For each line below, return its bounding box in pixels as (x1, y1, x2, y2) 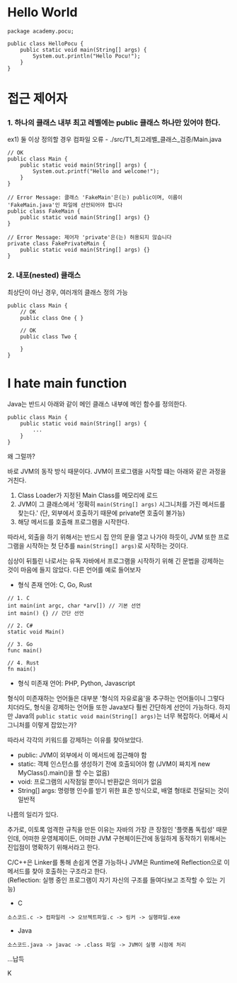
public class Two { (20, 333, 78, 340)
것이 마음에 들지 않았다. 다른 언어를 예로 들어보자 (7, 565, 141, 574)
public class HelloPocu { (7, 40, 83, 47)
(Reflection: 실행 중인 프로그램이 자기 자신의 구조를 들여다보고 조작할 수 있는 (7, 875, 218, 884)
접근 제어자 (7, 91, 68, 107)
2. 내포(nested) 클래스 (7, 270, 81, 280)
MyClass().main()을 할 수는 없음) (17, 768, 110, 777)
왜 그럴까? (7, 452, 35, 460)
